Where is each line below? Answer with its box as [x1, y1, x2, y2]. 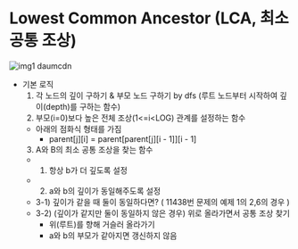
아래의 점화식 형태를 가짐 [35, 123, 122, 134]
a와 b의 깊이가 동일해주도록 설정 [48, 185, 161, 196]
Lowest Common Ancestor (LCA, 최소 [9, 8, 289, 29]
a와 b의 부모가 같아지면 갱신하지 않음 [48, 229, 178, 241]
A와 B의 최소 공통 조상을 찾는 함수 [35, 144, 153, 154]
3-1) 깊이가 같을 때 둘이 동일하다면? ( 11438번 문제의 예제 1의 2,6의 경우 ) [35, 196, 290, 207]
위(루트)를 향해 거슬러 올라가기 [48, 219, 155, 229]
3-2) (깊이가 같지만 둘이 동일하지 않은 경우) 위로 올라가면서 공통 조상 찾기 [35, 207, 290, 219]
